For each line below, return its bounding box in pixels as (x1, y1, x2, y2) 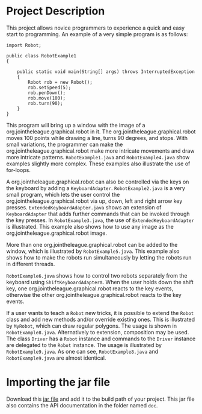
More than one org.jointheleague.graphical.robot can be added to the (6, 241, 178, 248)
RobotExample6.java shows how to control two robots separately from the (6, 272, 188, 279)
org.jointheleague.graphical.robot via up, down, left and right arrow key (6, 197, 183, 205)
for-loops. (6, 166, 31, 173)
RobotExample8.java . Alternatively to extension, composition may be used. (6, 328, 189, 336)
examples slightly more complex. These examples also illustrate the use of (6, 160, 191, 167)
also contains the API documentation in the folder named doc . (6, 401, 158, 409)
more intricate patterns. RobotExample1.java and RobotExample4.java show (6, 153, 190, 161)
